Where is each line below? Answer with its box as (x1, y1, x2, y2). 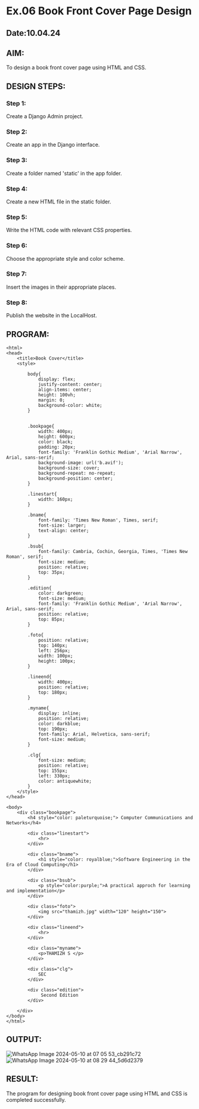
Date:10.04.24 (6, 28, 61, 38)
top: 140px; (38, 642, 68, 648)
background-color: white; (38, 402, 102, 408)
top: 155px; (38, 768, 68, 774)
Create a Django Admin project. (6, 113, 83, 120)
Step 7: (6, 270, 27, 278)
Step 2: (6, 128, 28, 135)
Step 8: (6, 298, 28, 307)
